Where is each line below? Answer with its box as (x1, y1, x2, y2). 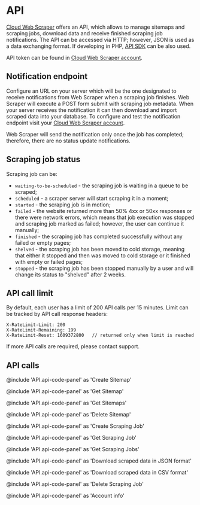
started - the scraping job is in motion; (14, 201, 111, 208)
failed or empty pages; (14, 239, 71, 246)
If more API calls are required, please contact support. (6, 343, 140, 350)
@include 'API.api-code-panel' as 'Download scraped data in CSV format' (6, 469, 189, 476)
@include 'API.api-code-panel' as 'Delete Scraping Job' (6, 480, 144, 488)
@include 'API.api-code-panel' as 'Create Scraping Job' (6, 422, 145, 430)
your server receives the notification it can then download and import (6, 106, 177, 114)
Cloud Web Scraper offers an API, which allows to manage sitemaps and (6, 23, 185, 31)
